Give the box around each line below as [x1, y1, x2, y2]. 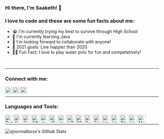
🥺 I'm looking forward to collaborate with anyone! [12, 39, 111, 45]
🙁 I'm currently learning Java [12, 34, 70, 40]
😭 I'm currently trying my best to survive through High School [12, 29, 138, 35]
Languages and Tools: [5, 103, 59, 110]
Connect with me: [5, 76, 48, 82]
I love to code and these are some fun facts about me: [5, 17, 135, 24]
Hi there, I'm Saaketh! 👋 [5, 4, 62, 11]
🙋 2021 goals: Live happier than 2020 [12, 44, 87, 50]
